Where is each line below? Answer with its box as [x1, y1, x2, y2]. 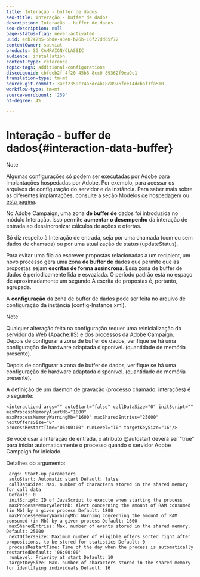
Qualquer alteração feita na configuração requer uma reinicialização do [6, 324, 182, 332]
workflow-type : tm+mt [6, 87, 60, 93]
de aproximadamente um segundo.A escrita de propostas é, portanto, [6, 277, 178, 284]
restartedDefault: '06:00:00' [6, 549, 82, 555]
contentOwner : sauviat [6, 42, 63, 48]
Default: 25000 [6, 528, 44, 535]
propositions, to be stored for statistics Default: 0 [6, 539, 146, 545]
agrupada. [6, 283, 32, 290]
